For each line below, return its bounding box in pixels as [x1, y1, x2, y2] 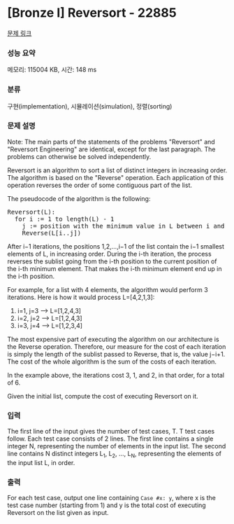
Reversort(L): [7, 208, 56, 216]
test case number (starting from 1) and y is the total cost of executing [7, 501, 206, 509]
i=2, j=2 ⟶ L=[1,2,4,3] [17, 314, 82, 322]
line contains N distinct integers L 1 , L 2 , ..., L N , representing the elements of [7, 450, 222, 460]
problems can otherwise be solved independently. [7, 152, 152, 160]
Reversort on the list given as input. [7, 509, 110, 517]
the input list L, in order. [7, 458, 75, 467]
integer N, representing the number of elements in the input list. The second [7, 442, 226, 450]
